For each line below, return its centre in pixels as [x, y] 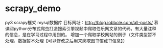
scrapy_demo [33, 8]
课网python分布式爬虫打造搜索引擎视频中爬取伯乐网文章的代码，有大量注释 [81, 28]
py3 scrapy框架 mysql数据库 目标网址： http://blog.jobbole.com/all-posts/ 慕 [82, 22]
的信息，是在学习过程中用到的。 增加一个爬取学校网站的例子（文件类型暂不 [81, 34]
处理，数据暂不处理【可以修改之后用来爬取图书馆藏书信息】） [66, 40]
